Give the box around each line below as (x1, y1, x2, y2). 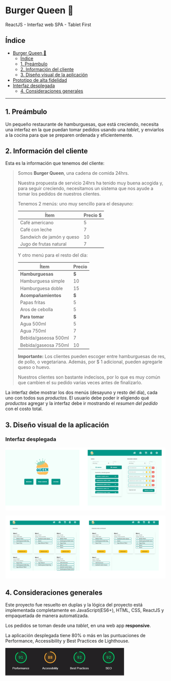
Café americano (20, 220, 54, 226)
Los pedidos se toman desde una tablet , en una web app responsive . (5, 623, 151, 629)
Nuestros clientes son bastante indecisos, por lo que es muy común (17, 374, 160, 380)
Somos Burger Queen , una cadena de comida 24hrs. (17, 170, 129, 176)
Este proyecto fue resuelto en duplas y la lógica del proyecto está (5, 602, 143, 608)
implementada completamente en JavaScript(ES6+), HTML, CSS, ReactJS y (5, 607, 164, 614)
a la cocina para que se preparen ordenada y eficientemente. (5, 132, 133, 138)
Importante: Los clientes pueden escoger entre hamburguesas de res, (17, 354, 166, 360)
